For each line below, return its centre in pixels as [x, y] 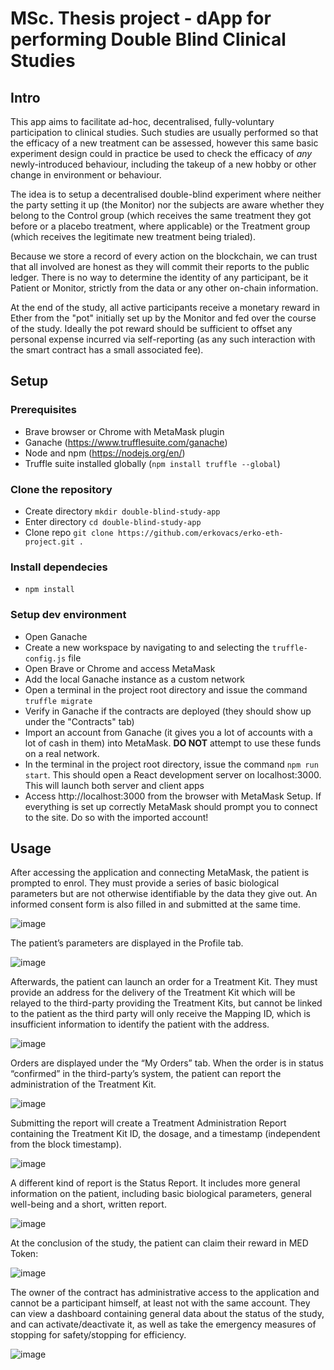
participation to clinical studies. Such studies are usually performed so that [164, 132]
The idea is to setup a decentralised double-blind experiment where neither [166, 194]
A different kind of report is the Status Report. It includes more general [155, 1183]
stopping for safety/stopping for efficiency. [98, 1335]
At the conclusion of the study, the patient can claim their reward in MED [159, 1243]
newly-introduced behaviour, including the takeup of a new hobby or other [163, 164]
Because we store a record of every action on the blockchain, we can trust [164, 256]
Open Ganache [56, 636]
